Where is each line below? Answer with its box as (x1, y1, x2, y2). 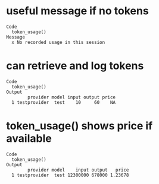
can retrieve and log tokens (6, 59, 144, 72)
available (6, 132, 52, 145)
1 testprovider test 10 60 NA (11, 99, 116, 105)
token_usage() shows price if (6, 119, 153, 133)
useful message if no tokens (6, 4, 149, 18)
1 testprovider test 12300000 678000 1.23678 (11, 172, 129, 178)
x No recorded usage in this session (11, 39, 105, 45)
